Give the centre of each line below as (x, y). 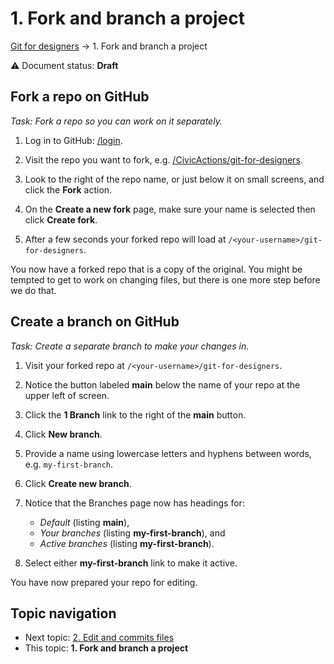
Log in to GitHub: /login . (73, 140)
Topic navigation (63, 613)
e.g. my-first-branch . (68, 464)
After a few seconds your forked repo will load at (125, 239)
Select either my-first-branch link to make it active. (131, 563)
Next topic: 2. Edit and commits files (99, 638)
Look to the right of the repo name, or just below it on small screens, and (174, 179)
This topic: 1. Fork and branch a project (106, 648)
